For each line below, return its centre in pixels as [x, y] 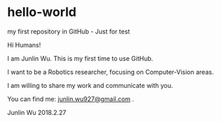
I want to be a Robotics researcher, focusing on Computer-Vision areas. [110, 72]
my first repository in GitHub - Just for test [69, 31]
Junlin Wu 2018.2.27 [37, 112]
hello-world [42, 12]
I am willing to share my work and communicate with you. [90, 85]
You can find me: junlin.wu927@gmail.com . [71, 99]
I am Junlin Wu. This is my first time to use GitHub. [80, 58]
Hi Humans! [24, 45]
